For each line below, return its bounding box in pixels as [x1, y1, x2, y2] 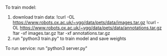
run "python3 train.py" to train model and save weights [12, 35, 127, 41]
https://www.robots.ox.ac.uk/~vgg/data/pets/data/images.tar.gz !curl [12, 20, 156, 25]
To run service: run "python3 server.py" [5, 45, 88, 51]
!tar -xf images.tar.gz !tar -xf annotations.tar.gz [12, 30, 111, 36]
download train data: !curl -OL [12, 14, 75, 20]
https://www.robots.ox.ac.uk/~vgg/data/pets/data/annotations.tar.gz [20, 25, 162, 31]
